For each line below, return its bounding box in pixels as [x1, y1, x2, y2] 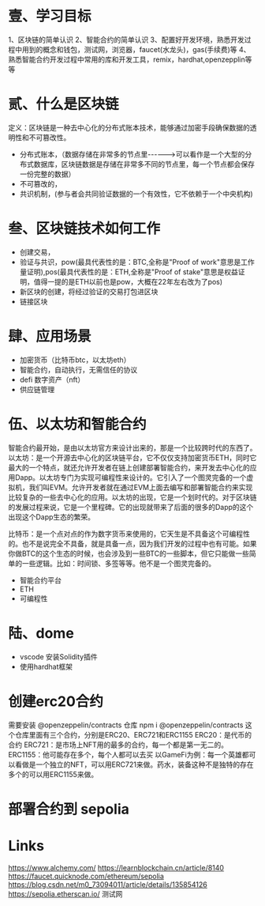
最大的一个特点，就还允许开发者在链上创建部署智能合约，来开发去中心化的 [8, 462, 250, 472]
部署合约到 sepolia [8, 800, 130, 818]
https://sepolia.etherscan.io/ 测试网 [8, 889, 123, 898]
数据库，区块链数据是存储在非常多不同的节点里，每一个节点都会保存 [33, 159, 255, 168]
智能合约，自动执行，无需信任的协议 [19, 364, 138, 374]
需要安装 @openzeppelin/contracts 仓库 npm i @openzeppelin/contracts [8, 720, 244, 730]
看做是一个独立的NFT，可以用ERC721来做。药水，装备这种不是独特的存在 [14, 760, 254, 769]
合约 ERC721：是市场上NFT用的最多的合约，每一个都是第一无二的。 [8, 740, 229, 749]
